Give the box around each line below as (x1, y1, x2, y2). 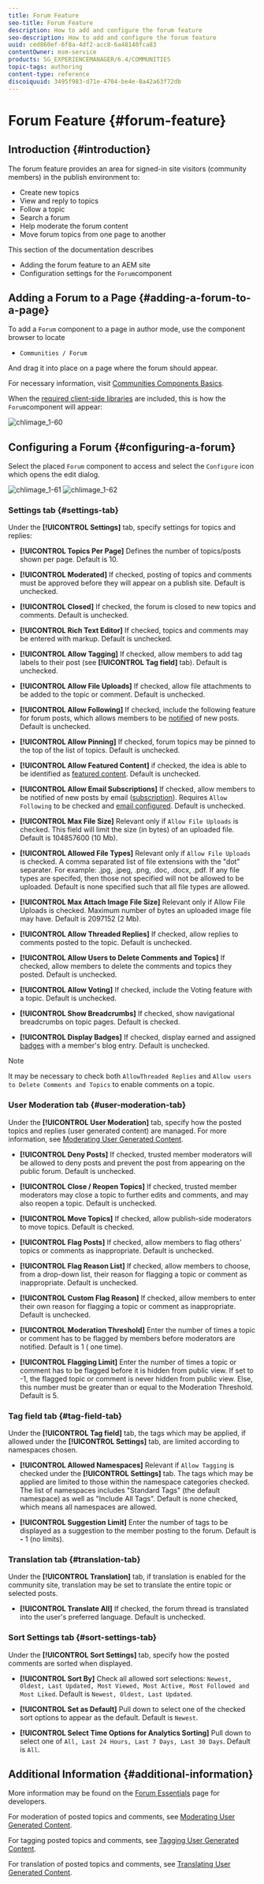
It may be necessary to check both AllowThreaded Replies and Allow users (8, 1071, 252, 1081)
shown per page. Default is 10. (19, 555, 118, 564)
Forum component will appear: (8, 402, 102, 412)
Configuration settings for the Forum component (19, 268, 173, 278)
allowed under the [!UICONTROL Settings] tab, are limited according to (8, 1437, 240, 1446)
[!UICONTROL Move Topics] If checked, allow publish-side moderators (19, 1213, 252, 1223)
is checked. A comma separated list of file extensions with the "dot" (19, 857, 240, 866)
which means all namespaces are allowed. (19, 1502, 158, 1512)
